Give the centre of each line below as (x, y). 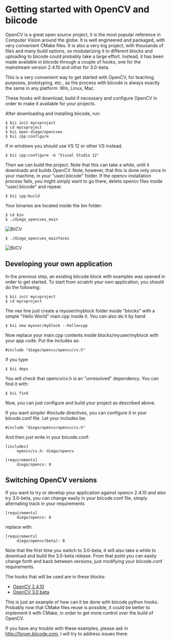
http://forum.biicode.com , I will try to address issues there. (67, 634)
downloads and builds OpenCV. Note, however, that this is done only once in (86, 170)
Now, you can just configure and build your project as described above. (80, 403)
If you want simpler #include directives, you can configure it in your (76, 413)
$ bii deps (17, 369)
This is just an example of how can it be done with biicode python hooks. (82, 602)
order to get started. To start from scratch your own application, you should (85, 282)
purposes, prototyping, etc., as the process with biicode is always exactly (82, 83)
